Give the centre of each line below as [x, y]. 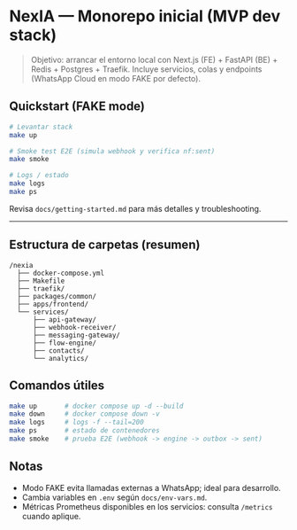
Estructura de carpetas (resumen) [105, 245]
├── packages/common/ [57, 296]
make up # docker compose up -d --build [96, 406]
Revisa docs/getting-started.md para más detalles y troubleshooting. [135, 208]
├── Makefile [41, 281]
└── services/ [43, 312]
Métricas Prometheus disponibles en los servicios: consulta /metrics [147, 506]
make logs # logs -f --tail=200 [76, 423]
